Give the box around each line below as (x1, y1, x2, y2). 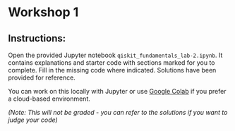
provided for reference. (8, 73, 76, 82)
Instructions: (8, 32, 66, 44)
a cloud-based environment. (8, 94, 91, 103)
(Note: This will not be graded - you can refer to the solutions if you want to (8, 108, 228, 116)
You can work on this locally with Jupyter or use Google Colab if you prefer (8, 87, 227, 95)
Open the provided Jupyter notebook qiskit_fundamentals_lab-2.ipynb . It (8, 51, 223, 59)
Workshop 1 (8, 4, 79, 20)
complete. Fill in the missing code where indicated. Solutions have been (8, 66, 217, 74)
